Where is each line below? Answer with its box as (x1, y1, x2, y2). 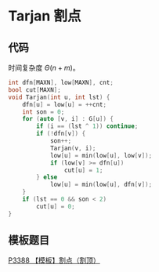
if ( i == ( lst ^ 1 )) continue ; (36, 122, 139, 130)
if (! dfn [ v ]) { (36, 130, 86, 138)
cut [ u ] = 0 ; (36, 202, 76, 210)
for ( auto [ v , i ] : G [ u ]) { (22, 115, 114, 123)
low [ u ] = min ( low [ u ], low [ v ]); (49, 151, 153, 159)
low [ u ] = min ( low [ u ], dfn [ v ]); (49, 181, 153, 189)
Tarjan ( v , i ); (49, 144, 96, 152)
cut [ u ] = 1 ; (63, 166, 103, 174)
